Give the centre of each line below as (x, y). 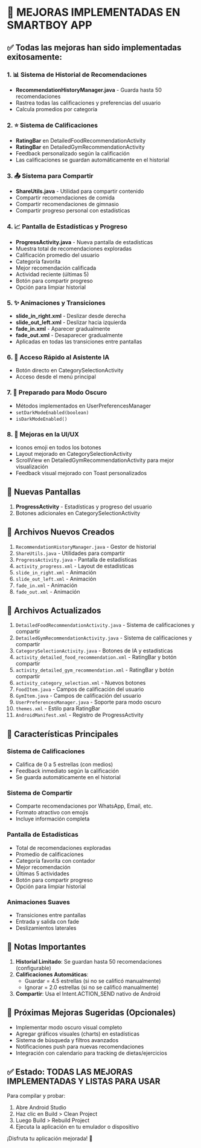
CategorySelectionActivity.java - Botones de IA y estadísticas (94, 651)
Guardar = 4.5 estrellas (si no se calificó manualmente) (93, 981)
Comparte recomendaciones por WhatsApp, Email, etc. (84, 806)
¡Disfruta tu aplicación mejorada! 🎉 (50, 1138)
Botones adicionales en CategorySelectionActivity (78, 513)
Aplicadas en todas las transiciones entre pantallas (79, 342)
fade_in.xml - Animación (46, 585)
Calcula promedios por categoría (56, 109)
